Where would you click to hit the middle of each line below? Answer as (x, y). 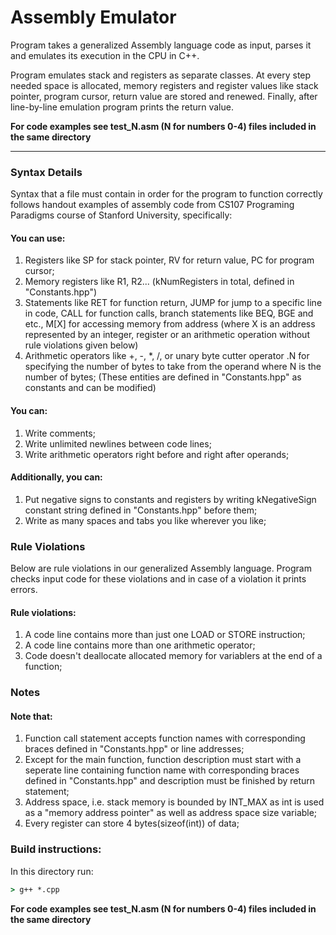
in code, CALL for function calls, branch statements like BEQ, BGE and (169, 313)
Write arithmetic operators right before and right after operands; (157, 454)
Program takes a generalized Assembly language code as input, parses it (161, 45)
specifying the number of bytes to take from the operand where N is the (173, 367)
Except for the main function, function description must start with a (163, 760)
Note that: (31, 716)
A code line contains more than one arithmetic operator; (140, 645)
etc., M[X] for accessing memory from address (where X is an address (170, 324)
